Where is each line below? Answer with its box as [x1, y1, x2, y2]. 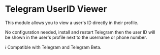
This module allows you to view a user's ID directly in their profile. [5, 20, 139, 26]
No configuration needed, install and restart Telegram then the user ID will [5, 29, 155, 35]
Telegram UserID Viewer [5, 3, 107, 15]
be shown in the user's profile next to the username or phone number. [5, 34, 147, 40]
